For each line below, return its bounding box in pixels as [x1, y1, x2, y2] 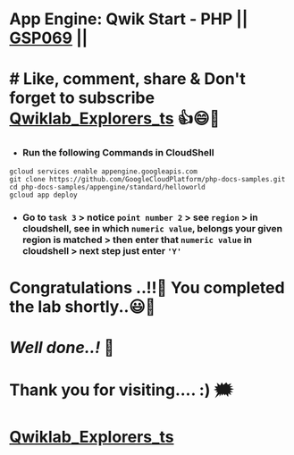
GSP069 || [9, 28, 88, 48]
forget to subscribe [9, 88, 155, 108]
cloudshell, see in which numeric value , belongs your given [21, 222, 283, 234]
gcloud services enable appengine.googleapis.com [9, 166, 198, 176]
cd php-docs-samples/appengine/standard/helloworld [9, 182, 206, 191]
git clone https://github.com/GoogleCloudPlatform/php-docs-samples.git [9, 174, 286, 183]
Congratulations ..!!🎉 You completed [9, 277, 285, 298]
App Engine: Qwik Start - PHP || [9, 9, 248, 29]
